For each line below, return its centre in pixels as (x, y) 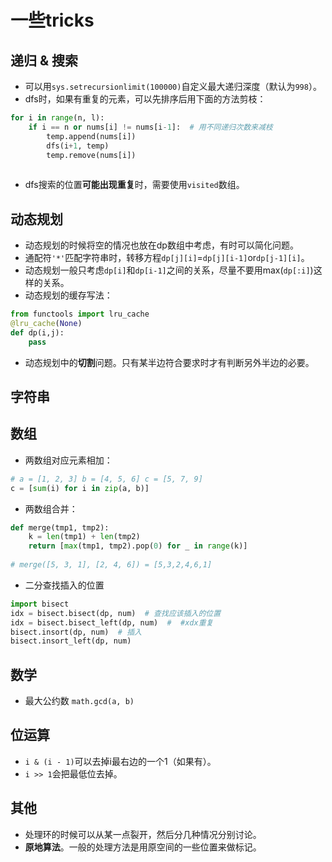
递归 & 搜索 (44, 60)
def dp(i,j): (37, 332)
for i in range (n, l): (57, 118)
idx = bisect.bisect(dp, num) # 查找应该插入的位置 (116, 613)
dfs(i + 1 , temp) (78, 146)
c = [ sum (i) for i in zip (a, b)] (80, 488)
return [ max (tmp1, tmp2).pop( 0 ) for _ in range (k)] (138, 546)
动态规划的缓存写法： (68, 295)
